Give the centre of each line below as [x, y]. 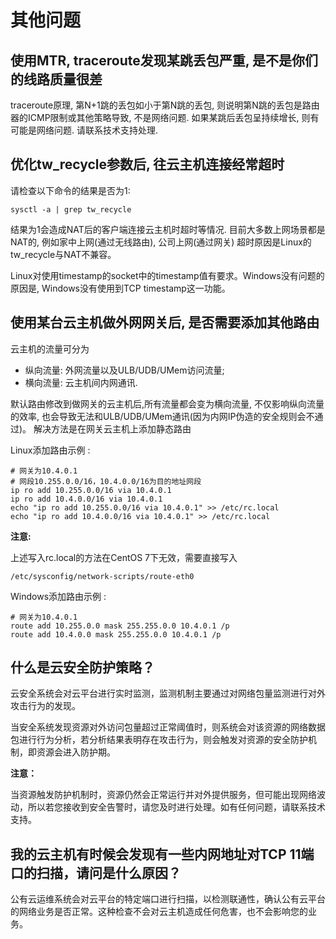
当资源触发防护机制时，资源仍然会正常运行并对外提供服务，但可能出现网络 [163, 795]
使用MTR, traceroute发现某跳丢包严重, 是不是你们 [164, 60]
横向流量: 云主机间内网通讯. [81, 382]
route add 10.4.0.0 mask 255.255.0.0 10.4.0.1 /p [116, 634]
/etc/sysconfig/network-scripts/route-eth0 [102, 576]
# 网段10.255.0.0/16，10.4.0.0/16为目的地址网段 [106, 481]
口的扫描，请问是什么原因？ [96, 872]
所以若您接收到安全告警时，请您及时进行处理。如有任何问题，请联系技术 [176, 807]
